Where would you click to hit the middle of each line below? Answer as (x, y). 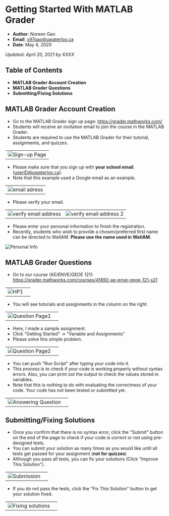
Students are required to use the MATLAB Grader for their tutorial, (81, 137)
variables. (23, 380)
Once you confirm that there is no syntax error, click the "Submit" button (88, 432)
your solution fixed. (33, 494)
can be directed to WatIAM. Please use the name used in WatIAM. (82, 237)
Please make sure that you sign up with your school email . (74, 167)
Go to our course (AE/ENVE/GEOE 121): (53, 275)
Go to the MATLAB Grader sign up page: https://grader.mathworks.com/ (87, 121)
